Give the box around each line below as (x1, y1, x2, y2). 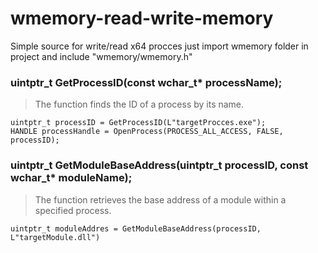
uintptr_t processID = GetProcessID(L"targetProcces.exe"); (10, 118, 267, 128)
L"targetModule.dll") (10, 232, 101, 242)
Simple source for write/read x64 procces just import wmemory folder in (10, 40, 309, 52)
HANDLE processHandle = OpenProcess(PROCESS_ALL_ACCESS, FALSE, (10, 127, 284, 137)
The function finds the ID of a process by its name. (34, 98, 245, 111)
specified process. (34, 204, 112, 216)
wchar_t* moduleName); (10, 171, 133, 185)
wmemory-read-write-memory (10, 7, 274, 30)
